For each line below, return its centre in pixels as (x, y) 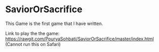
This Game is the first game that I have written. (54, 23)
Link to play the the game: (33, 33)
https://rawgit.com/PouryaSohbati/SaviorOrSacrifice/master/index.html (80, 39)
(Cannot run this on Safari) (33, 44)
